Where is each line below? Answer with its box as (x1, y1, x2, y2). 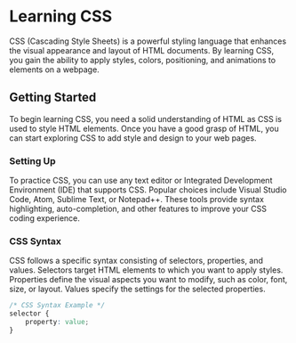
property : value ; (25, 318, 90, 327)
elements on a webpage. (9, 64, 100, 75)
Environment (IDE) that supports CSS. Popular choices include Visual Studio (9, 184, 287, 195)
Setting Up (9, 154, 56, 167)
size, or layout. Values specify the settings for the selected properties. (9, 283, 266, 295)
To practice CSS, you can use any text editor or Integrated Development (9, 176, 273, 186)
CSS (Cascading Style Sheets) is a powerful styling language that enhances (9, 36, 287, 46)
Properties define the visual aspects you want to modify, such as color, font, (9, 274, 288, 285)
